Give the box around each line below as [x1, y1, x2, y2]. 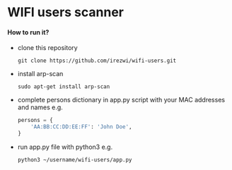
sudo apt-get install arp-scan [17, 83, 110, 90]
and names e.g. [17, 103, 64, 111]
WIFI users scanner [7, 4, 124, 20]
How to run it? [7, 28, 50, 36]
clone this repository [17, 44, 78, 52]
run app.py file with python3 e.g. [17, 142, 113, 152]
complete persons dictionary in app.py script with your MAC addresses [17, 96, 225, 104]
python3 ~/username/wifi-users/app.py [17, 157, 132, 164]
